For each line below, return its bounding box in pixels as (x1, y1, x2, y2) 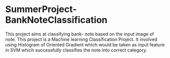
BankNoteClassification (5, 14, 108, 26)
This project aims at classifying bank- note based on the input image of (5, 31, 154, 37)
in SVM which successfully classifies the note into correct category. (5, 47, 147, 53)
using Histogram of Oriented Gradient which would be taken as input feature (5, 41, 165, 47)
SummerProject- (5, 4, 77, 15)
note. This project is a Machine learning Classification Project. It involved (5, 36, 157, 42)
